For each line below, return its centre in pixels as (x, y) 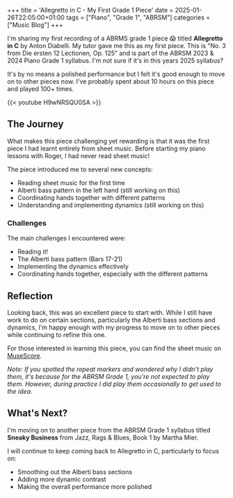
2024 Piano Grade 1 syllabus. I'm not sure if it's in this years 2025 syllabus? (115, 61)
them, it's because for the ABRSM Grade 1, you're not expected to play (109, 376)
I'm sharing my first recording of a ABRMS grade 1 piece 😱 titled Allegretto (115, 38)
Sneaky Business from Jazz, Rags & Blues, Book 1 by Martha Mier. (103, 437)
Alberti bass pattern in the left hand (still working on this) (99, 190)
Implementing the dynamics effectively (73, 267)
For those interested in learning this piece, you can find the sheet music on (114, 348)
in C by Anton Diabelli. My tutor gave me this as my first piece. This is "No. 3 (116, 46)
